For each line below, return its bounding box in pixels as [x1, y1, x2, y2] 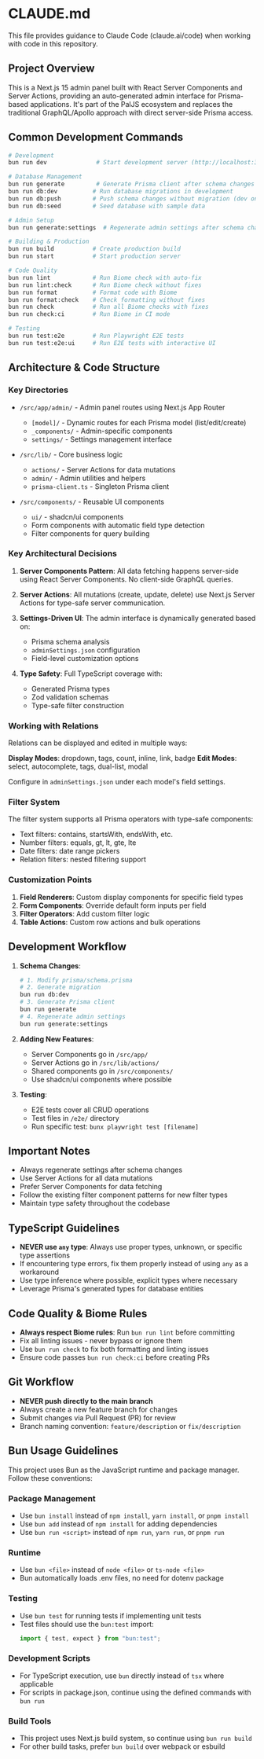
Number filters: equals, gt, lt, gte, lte [19, 838, 137, 847]
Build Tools [8, 1715, 52, 1726]
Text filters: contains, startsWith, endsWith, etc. [19, 830, 173, 839]
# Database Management [8, 173, 82, 181]
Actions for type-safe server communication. [19, 598, 166, 608]
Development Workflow [8, 940, 127, 953]
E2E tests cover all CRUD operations [31, 1105, 149, 1115]
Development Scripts [8, 1653, 90, 1664]
